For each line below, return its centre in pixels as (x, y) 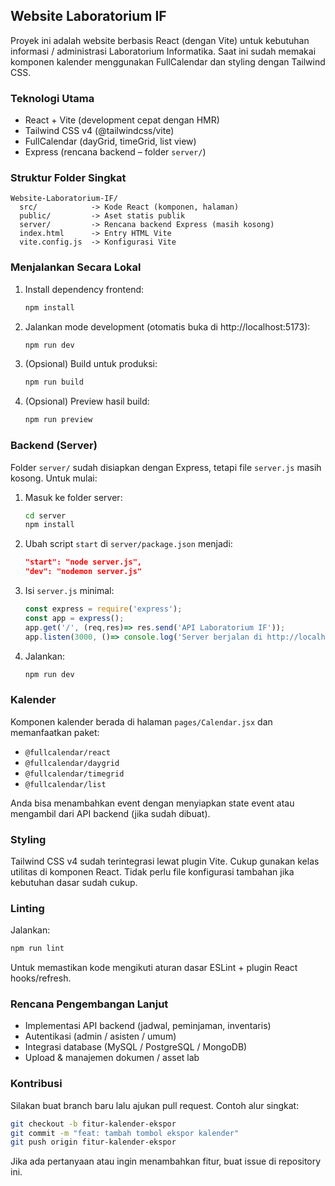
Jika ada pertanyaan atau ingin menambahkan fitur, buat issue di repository (166, 1161)
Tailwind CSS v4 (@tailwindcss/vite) (99, 131)
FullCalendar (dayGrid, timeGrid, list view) (110, 141)
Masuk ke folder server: (73, 497)
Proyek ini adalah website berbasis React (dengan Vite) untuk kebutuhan (160, 40)
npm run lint (37, 949)
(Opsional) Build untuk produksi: (91, 364)
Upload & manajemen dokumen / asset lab (112, 1058)
